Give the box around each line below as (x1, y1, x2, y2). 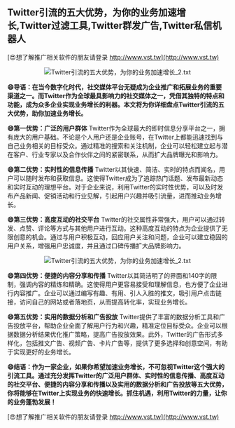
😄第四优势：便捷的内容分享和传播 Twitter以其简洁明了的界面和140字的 (7, 271, 211, 279)
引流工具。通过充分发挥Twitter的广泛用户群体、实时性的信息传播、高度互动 (7, 371, 225, 380)
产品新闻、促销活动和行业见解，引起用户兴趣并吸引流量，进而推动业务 (13, 192, 215, 200)
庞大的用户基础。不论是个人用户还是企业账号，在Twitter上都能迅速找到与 (13, 133, 224, 141)
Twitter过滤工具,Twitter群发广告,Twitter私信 (20, 20, 213, 32)
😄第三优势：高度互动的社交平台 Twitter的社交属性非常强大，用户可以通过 (7, 215, 220, 223)
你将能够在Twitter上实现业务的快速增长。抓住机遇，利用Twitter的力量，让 (7, 389, 222, 397)
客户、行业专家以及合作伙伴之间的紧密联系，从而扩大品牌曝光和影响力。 (13, 150, 222, 159)
